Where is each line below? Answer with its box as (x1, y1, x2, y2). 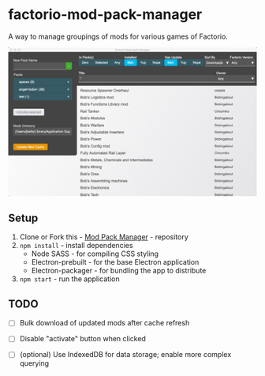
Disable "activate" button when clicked (19, 334, 146, 344)
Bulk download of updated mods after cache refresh (19, 318, 190, 328)
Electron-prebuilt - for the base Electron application (31, 258, 200, 267)
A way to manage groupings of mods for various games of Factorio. (8, 32, 229, 41)
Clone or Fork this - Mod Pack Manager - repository (19, 232, 189, 242)
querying (19, 359, 50, 368)
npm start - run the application (19, 274, 120, 284)
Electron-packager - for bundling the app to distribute (31, 266, 207, 276)
